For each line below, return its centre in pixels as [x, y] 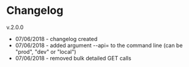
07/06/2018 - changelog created [56, 39]
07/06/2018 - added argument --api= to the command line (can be [99, 45]
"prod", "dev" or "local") [46, 51]
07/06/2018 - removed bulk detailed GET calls [73, 58]
